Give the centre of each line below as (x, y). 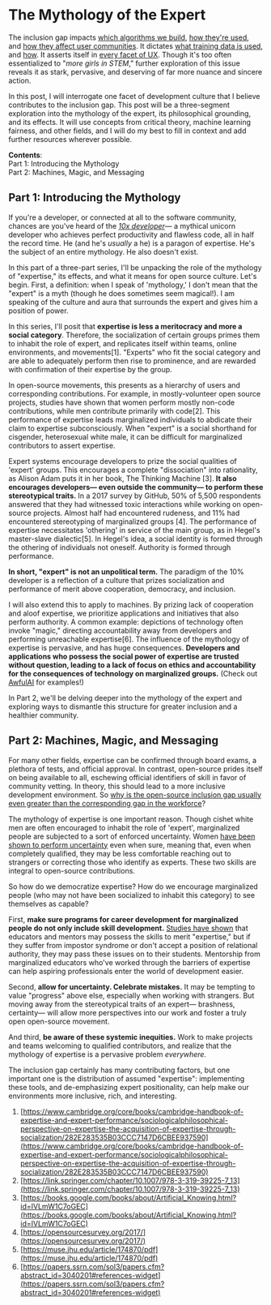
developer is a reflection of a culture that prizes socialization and (116, 580)
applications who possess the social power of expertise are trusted (124, 656)
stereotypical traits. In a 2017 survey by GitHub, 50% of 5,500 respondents (135, 496)
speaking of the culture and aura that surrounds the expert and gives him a (133, 302)
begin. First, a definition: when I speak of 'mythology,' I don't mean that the (133, 285)
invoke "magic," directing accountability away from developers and (120, 630)
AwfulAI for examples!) (47, 682)
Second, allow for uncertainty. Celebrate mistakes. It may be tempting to (132, 986)
